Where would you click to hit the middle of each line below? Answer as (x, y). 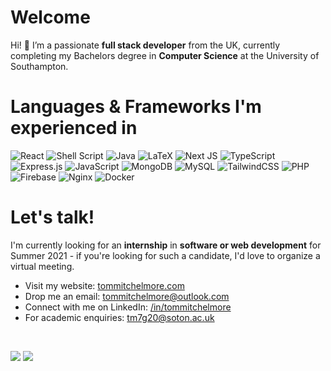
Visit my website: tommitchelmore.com (104, 285)
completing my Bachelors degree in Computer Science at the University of (165, 55)
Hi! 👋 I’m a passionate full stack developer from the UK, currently (145, 45)
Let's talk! (52, 217)
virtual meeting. (42, 266)
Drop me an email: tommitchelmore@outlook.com (127, 296)
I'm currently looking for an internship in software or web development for (166, 245)
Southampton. (39, 66)
